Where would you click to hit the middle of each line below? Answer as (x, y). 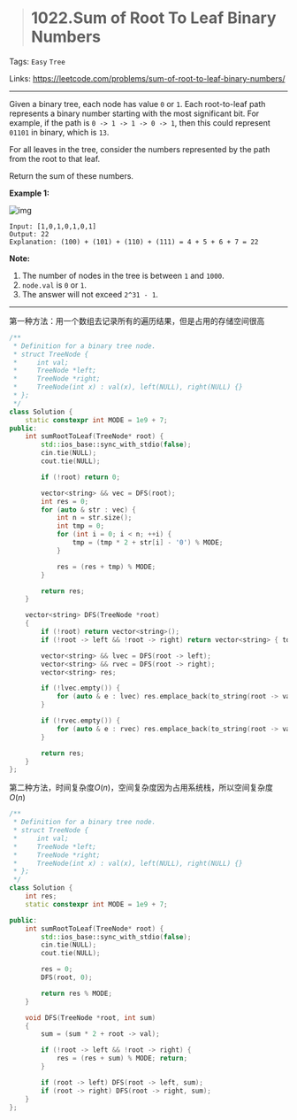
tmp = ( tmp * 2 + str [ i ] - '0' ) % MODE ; (148, 543)
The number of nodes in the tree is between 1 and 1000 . (123, 275)
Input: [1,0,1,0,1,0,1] (53, 226)
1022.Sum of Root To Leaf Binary (153, 18)
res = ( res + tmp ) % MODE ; (106, 567)
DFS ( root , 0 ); (67, 977)
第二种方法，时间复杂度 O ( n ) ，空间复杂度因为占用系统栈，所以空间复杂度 (141, 788)
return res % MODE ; (77, 993)
